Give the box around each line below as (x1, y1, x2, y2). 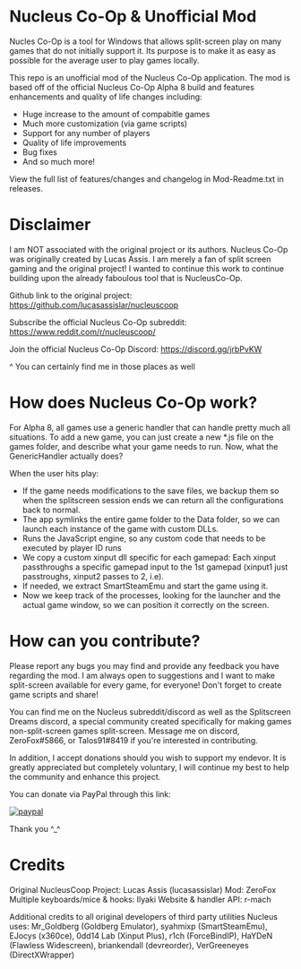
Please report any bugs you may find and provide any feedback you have (9, 660, 279, 671)
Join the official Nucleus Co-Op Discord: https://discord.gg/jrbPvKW (9, 343, 262, 355)
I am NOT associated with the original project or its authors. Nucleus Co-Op (9, 244, 288, 254)
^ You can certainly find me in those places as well (9, 361, 195, 372)
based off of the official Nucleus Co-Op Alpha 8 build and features (9, 81, 255, 92)
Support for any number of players (21, 127, 150, 138)
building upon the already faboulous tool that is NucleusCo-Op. (9, 272, 244, 283)
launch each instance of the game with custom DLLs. (21, 523, 219, 534)
